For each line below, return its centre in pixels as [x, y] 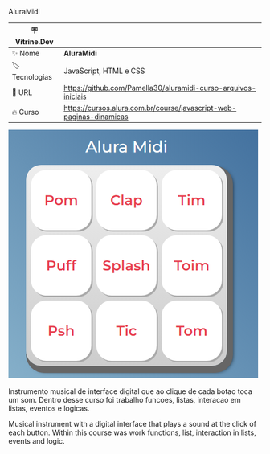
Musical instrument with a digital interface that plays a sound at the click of [133, 424]
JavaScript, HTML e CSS [104, 71]
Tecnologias [32, 77]
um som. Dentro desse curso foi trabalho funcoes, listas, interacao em [125, 400]
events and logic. [37, 441]
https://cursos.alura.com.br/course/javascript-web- [150, 108]
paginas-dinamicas [96, 117]
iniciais [75, 96]
